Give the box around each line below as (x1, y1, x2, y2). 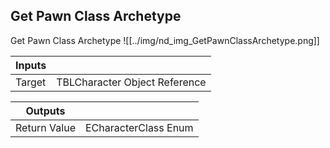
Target (15, 75, 47, 89)
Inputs (15, 58, 47, 72)
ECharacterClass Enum (84, 120, 194, 134)
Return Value (15, 120, 76, 134)
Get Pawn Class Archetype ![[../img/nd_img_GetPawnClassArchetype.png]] (10, 34, 320, 46)
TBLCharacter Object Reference (56, 75, 207, 89)
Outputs (25, 104, 66, 118)
